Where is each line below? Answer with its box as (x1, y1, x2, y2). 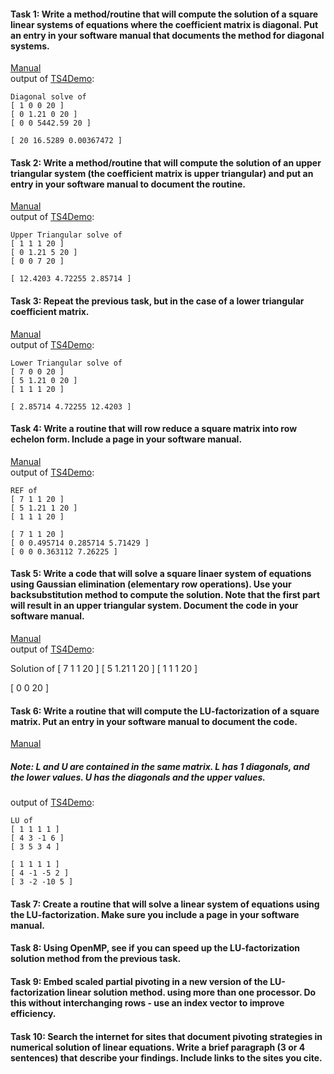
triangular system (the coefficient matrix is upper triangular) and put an (10, 167, 314, 179)
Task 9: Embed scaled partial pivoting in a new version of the (10, 975, 268, 987)
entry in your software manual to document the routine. (10, 178, 246, 190)
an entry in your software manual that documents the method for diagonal (10, 29, 325, 41)
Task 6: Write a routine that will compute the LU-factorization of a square (10, 705, 320, 717)
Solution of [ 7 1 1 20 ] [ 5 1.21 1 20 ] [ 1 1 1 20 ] (10, 663, 198, 675)
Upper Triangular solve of (10, 230, 123, 240)
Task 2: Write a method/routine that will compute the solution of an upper (10, 156, 322, 169)
